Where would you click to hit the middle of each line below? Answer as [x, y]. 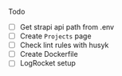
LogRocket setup [47, 63]
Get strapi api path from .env [67, 27]
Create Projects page [55, 36]
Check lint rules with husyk [64, 45]
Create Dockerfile [49, 54]
